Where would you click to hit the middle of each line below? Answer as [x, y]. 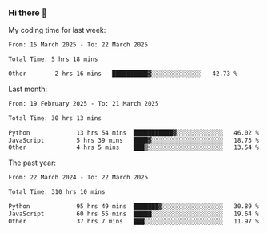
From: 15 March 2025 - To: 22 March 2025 [78, 45]
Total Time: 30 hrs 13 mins [55, 118]
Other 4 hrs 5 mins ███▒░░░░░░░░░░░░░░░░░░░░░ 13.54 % [134, 147]
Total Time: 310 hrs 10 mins [57, 192]
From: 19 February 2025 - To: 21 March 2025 [84, 103]
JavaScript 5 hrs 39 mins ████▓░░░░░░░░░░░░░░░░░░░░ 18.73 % [134, 140]
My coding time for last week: [57, 30]
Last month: [28, 89]
